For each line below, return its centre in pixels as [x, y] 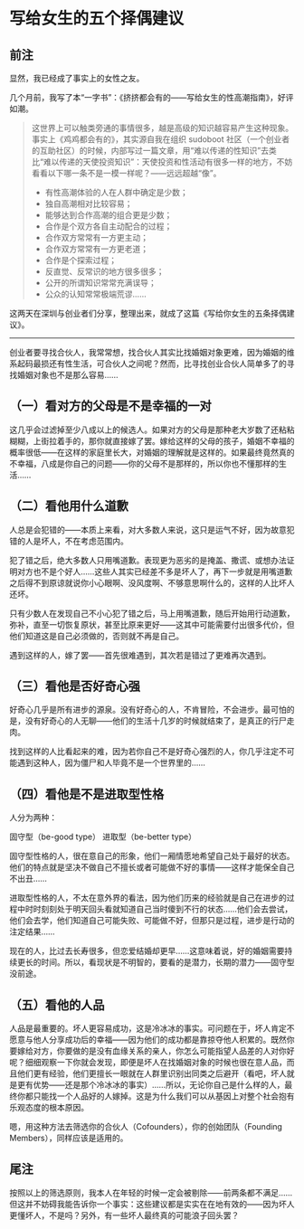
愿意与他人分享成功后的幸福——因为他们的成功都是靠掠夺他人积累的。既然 [148, 1040]
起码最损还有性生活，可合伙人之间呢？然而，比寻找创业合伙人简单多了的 [152, 364]
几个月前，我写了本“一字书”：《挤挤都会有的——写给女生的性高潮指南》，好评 [152, 97]
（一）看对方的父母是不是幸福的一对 [110, 407]
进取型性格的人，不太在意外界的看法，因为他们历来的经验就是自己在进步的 [148, 898]
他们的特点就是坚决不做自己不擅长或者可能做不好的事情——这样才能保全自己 [152, 867]
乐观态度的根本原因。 [49, 1108]
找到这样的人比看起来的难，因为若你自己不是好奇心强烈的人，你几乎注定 [144, 752]
